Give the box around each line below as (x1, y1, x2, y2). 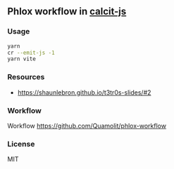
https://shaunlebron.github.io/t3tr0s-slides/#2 (17, 88, 151, 97)
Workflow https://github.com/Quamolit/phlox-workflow (7, 121, 167, 130)
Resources (7, 72, 45, 82)
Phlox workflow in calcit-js (7, 6, 127, 18)
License (7, 139, 35, 149)
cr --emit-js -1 (7, 49, 55, 56)
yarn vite (7, 55, 37, 62)
